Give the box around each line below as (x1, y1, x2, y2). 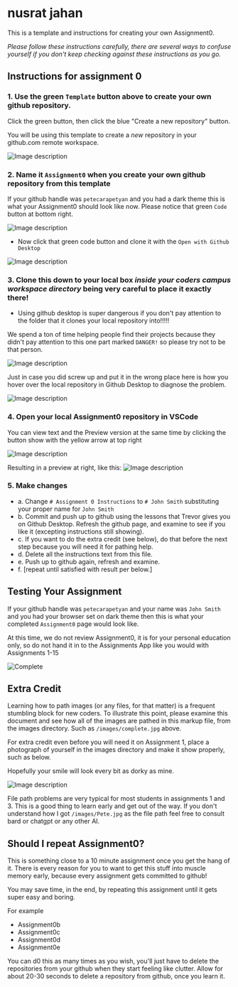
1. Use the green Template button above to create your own (7, 92, 212, 102)
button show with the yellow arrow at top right (7, 436, 142, 444)
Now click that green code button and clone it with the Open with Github (17, 237, 229, 246)
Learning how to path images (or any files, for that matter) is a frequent (7, 701, 215, 710)
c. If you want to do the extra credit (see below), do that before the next (17, 534, 227, 543)
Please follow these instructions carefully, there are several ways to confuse (7, 42, 232, 50)
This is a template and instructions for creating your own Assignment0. (7, 28, 215, 37)
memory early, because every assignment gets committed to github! (7, 872, 207, 880)
